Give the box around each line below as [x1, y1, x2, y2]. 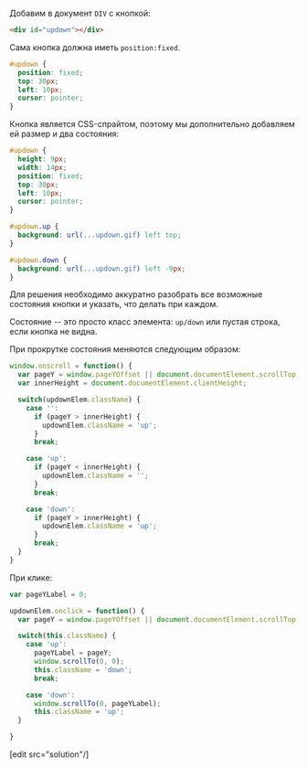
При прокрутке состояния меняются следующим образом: [9, 344, 241, 355]
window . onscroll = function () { [9, 361, 132, 371]
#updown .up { [9, 222, 59, 231]
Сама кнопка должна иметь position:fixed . [9, 41, 181, 53]
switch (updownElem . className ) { [17, 395, 142, 404]
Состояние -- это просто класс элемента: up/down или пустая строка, [9, 316, 281, 327]
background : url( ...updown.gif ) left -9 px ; [17, 264, 185, 273]
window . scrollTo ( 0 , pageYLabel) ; [33, 699, 162, 708]
